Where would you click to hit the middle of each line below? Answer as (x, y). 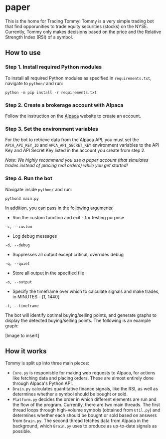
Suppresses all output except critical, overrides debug (68, 254)
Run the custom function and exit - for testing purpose (68, 217)
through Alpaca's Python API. (43, 383)
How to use (23, 53)
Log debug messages (35, 236)
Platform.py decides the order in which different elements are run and (84, 399)
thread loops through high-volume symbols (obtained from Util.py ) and (86, 410)
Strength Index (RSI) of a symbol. (39, 37)
